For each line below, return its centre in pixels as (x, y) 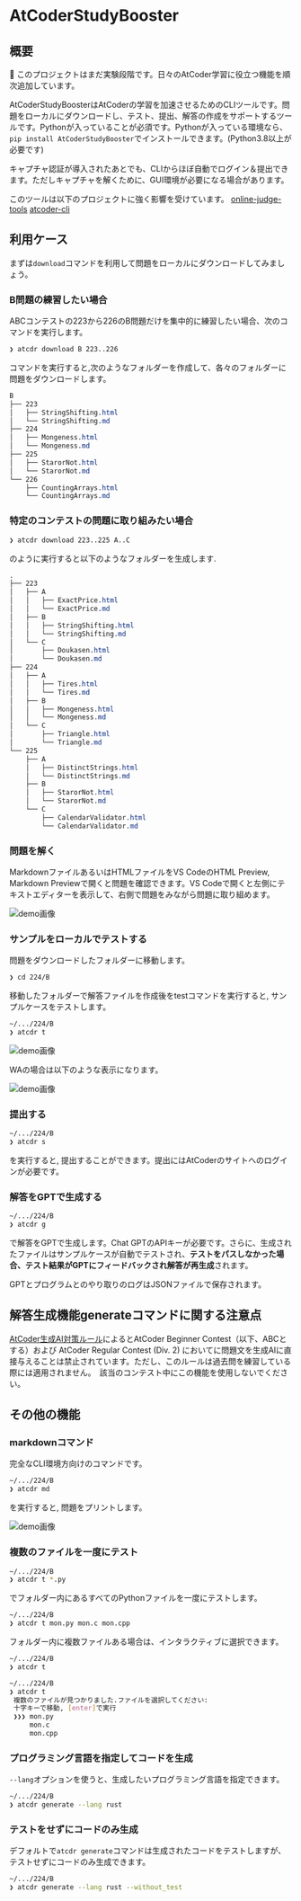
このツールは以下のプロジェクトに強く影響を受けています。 (119, 199)
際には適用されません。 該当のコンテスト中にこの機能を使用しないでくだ (145, 1372)
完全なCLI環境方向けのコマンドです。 (78, 1464)
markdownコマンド (52, 1443)
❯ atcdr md (30, 1489)
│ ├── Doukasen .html (60, 651)
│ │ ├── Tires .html (54, 684)
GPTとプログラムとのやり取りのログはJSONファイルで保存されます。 (138, 1284)
